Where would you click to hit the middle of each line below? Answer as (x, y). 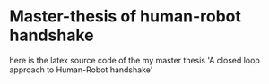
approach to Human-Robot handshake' (81, 70)
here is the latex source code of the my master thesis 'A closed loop (134, 60)
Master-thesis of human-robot (126, 17)
